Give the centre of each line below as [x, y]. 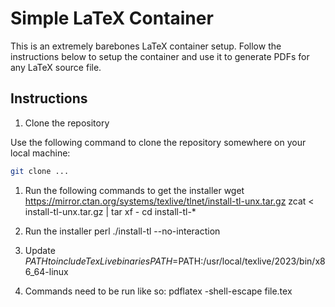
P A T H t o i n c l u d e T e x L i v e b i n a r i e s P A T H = [101, 261]
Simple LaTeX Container [112, 18]
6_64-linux [46, 271]
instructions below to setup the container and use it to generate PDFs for [160, 56]
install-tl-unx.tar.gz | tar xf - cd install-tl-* [110, 211]
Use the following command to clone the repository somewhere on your [158, 142]
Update [40, 250]
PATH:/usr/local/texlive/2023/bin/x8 [252, 261]
